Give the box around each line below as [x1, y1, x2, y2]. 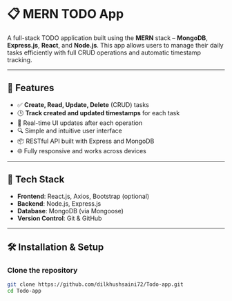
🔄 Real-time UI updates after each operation [17, 119, 143, 127]
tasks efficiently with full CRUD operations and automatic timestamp [7, 48, 202, 57]
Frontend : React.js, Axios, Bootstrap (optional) [17, 192, 150, 200]
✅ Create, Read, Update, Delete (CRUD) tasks [17, 100, 150, 108]
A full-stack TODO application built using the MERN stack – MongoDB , [7, 33, 209, 42]
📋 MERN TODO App [7, 6, 124, 22]
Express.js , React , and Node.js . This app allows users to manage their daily [7, 41, 224, 49]
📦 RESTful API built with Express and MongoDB [17, 137, 155, 145]
